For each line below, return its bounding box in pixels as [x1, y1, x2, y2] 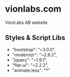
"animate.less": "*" [12, 67, 50, 73]
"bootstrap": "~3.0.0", [12, 46, 56, 52]
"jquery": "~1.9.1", [12, 57, 48, 63]
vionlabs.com [5, 3, 62, 15]
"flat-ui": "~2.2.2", [12, 62, 49, 68]
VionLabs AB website [5, 19, 48, 25]
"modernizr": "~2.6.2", [12, 52, 57, 58]
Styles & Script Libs [5, 34, 66, 42]
